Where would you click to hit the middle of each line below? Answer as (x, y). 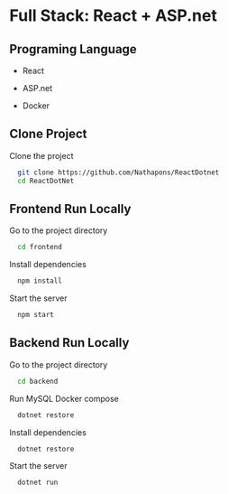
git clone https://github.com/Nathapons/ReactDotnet (119, 172)
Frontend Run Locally (70, 209)
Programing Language (73, 49)
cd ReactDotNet (46, 181)
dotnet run (38, 483)
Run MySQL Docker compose (64, 398)
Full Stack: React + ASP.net (114, 16)
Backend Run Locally (69, 343)
